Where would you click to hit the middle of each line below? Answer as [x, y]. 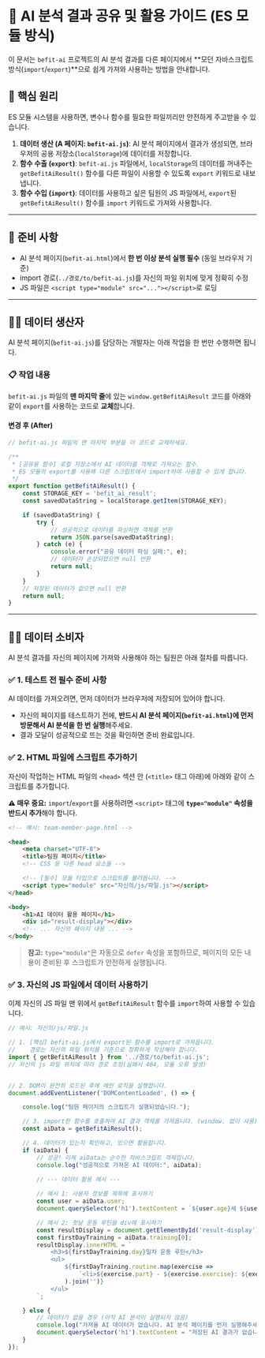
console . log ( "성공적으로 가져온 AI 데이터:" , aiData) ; [119, 1165]
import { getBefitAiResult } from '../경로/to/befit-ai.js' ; [109, 1057]
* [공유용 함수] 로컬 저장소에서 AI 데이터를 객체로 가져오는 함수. [106, 464]
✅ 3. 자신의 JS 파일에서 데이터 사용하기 [78, 985]
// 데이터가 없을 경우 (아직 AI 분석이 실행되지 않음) [113, 1318]
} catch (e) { [60, 544]
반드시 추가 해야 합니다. [43, 813]
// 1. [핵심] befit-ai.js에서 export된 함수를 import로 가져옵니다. [112, 1042]
